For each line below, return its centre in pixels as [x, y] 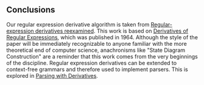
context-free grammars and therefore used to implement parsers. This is [97, 69]
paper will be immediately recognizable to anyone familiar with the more [97, 43]
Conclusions [31, 10]
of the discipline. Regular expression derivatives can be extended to [92, 63]
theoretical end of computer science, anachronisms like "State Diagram [96, 50]
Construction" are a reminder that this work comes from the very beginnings [102, 56]
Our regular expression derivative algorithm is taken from [78, 24]
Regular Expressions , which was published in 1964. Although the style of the [102, 37]
